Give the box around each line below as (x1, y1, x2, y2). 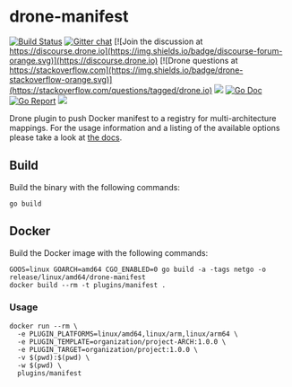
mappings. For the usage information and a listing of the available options (9, 122, 280, 133)
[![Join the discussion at (114, 36, 203, 47)
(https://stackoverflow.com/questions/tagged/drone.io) (9, 84, 213, 95)
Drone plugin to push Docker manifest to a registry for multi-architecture (9, 112, 277, 123)
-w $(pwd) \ (17, 361, 63, 370)
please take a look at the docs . (9, 132, 123, 143)
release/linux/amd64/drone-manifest (9, 272, 146, 282)
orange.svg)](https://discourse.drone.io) (9, 55, 159, 66)
